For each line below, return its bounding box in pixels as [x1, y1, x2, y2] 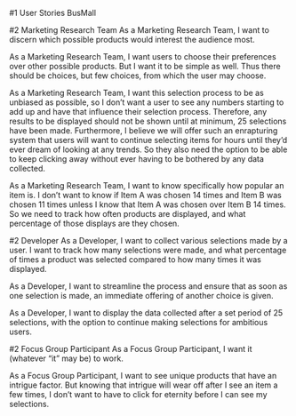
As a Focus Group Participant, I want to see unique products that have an [9, 371, 277, 380]
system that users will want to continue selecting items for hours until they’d [9, 135, 288, 145]
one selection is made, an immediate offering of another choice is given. [9, 291, 274, 300]
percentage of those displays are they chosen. [9, 218, 180, 228]
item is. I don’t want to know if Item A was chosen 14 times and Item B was [9, 190, 282, 200]
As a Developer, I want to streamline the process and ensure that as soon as [9, 281, 288, 292]
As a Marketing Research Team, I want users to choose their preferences [9, 52, 277, 61]
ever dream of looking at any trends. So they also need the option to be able [9, 144, 288, 155]
